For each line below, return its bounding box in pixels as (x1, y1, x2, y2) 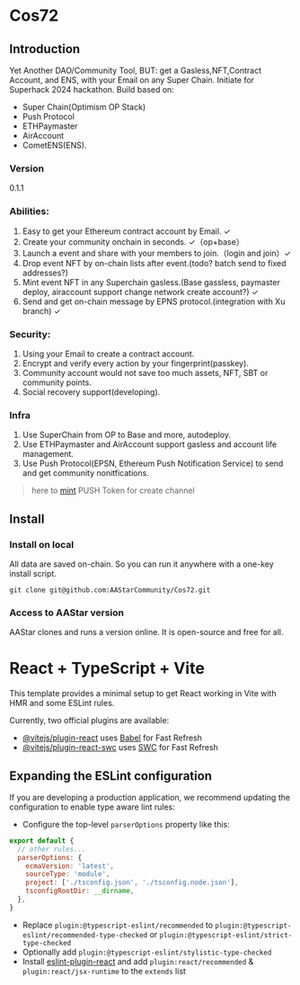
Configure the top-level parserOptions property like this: (22, 819, 231, 829)
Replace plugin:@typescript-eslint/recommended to (22, 919, 214, 930)
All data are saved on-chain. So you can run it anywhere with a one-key (9, 559, 274, 569)
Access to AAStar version (9, 606, 124, 619)
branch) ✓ (22, 305, 61, 316)
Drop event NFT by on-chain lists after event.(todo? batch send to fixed (22, 257, 287, 268)
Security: (9, 327, 51, 340)
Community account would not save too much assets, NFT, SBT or (22, 367, 269, 378)
